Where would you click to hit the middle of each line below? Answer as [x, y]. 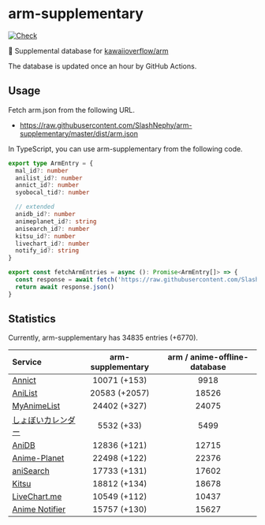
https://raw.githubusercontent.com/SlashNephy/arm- [106, 125]
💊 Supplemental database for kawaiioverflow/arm [88, 50]
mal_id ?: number [42, 170]
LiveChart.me [37, 497]
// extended [35, 207]
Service [27, 362]
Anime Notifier [39, 509]
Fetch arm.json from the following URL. [72, 110]
